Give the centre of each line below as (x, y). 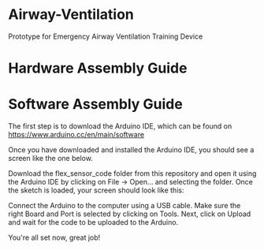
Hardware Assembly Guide (98, 68)
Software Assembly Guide (95, 104)
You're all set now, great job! (54, 237)
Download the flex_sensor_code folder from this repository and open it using (132, 174)
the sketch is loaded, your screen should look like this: (96, 190)
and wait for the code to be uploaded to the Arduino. (93, 222)
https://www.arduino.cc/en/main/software (76, 135)
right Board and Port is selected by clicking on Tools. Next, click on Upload (130, 214)
